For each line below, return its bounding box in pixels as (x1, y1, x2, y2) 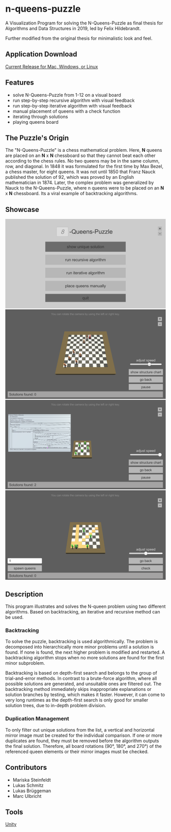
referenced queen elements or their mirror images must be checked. (5, 748, 149, 755)
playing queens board (12, 119, 59, 125)
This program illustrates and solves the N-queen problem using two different (5, 603, 166, 609)
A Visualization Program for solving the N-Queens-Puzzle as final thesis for (5, 20, 163, 26)
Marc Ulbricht (12, 793, 42, 799)
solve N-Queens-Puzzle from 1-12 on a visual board (12, 92, 121, 98)
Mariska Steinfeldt (12, 776, 51, 783)
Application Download (5, 50, 77, 59)
